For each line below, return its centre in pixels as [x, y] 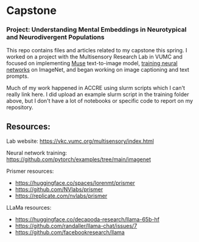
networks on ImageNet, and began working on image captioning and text [98, 70]
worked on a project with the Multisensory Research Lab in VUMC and [94, 57]
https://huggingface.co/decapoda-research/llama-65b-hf [87, 220]
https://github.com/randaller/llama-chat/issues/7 [76, 226]
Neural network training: [37, 153]
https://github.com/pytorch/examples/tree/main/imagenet [79, 159]
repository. [20, 108]
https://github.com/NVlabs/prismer [59, 190]
